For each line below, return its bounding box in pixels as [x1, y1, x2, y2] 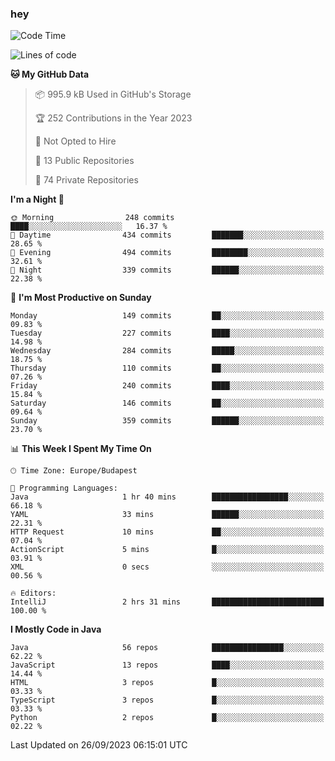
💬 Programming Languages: [10, 483, 118, 494]
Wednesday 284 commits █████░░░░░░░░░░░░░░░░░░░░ [10, 346, 325, 356]
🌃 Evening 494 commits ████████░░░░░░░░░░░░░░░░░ [10, 248, 325, 258]
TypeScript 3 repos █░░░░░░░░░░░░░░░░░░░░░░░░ [10, 695, 325, 706]
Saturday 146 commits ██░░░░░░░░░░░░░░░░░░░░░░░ [10, 398, 325, 409]
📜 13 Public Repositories [34, 155, 135, 167]
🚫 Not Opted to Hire [34, 135, 117, 147]
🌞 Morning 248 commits [10, 213, 175, 223]
